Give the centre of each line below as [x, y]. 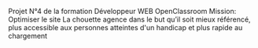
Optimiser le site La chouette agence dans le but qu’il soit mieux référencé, [129, 19]
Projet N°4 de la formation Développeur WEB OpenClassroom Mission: [122, 11]
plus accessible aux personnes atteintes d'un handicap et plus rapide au [125, 27]
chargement [28, 36]
